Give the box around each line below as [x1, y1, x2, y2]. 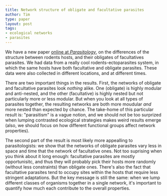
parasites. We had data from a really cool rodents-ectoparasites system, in [5, 59, 159, 65]
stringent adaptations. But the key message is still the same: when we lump [5, 174, 160, 180]
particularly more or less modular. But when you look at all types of [5, 95, 143, 101]
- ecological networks [5, 30, 52, 35]
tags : [5, 26, 16, 31]
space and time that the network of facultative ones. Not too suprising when [5, 148, 162, 154]
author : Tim [5, 12, 30, 17]
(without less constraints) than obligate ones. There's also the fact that [5, 163, 151, 170]
